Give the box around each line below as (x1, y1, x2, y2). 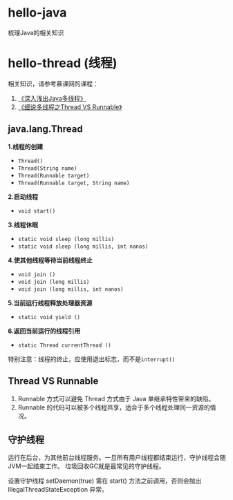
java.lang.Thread (8, 123, 83, 135)
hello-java (8, 5, 67, 21)
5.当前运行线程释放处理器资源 (8, 298, 93, 307)
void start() (17, 207, 56, 215)
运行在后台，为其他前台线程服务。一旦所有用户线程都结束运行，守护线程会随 (8, 454, 226, 462)
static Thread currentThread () (17, 342, 111, 349)
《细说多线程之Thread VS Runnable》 (17, 102, 122, 111)
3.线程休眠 (8, 220, 39, 229)
